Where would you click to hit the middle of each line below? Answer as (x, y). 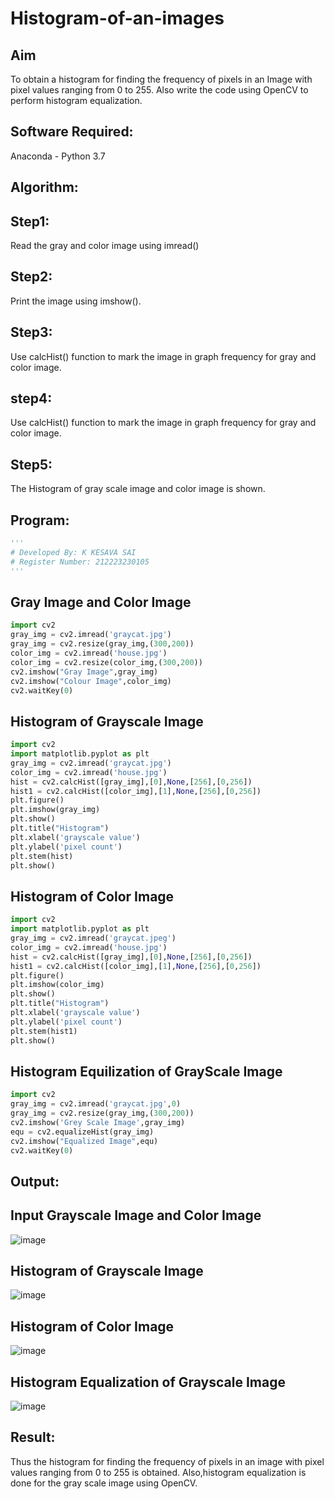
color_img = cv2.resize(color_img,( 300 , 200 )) (106, 662)
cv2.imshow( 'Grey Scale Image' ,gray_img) (98, 1122)
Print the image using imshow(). (76, 301)
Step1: (30, 221)
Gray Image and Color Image (101, 602)
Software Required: (72, 132)
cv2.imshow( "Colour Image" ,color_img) (91, 681)
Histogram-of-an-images (117, 18)
